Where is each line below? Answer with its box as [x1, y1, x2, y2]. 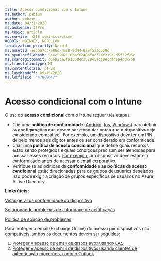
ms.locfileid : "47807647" [5, 75, 57, 80]
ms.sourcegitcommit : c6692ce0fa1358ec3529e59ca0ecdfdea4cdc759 [5, 57, 136, 62]
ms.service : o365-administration [5, 35, 73, 39]
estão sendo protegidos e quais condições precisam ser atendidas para [12, 147, 156, 153]
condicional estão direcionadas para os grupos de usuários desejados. [12, 168, 155, 174]
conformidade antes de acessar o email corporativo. [12, 158, 117, 164]
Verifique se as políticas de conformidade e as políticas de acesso [12, 163, 147, 168]
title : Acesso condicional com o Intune [5, 7, 88, 12]
